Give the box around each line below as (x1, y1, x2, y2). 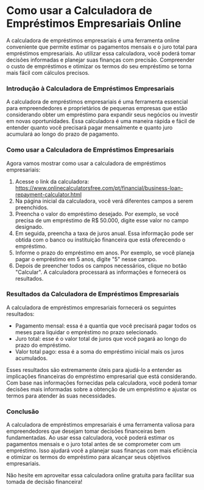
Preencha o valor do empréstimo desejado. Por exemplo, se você (15, 210, 180, 217)
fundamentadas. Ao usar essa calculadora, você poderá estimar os (6, 434, 175, 441)
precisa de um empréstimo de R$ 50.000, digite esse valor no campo (15, 217, 189, 224)
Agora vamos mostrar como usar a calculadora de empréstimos (6, 159, 166, 167)
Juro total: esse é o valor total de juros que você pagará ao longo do (15, 335, 187, 342)
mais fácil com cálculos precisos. (6, 69, 90, 76)
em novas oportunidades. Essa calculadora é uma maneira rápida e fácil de (6, 117, 195, 125)
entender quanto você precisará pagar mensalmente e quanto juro (6, 124, 173, 131)
